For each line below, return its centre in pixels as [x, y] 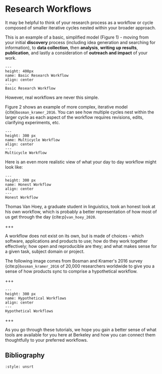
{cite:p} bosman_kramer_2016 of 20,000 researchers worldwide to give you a [80, 266]
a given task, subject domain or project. [45, 251]
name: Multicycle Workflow [32, 140]
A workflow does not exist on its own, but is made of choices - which [74, 236]
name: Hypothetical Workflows [36, 298]
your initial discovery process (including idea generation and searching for [80, 42]
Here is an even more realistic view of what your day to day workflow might [81, 162]
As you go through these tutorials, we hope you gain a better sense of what [81, 330]
